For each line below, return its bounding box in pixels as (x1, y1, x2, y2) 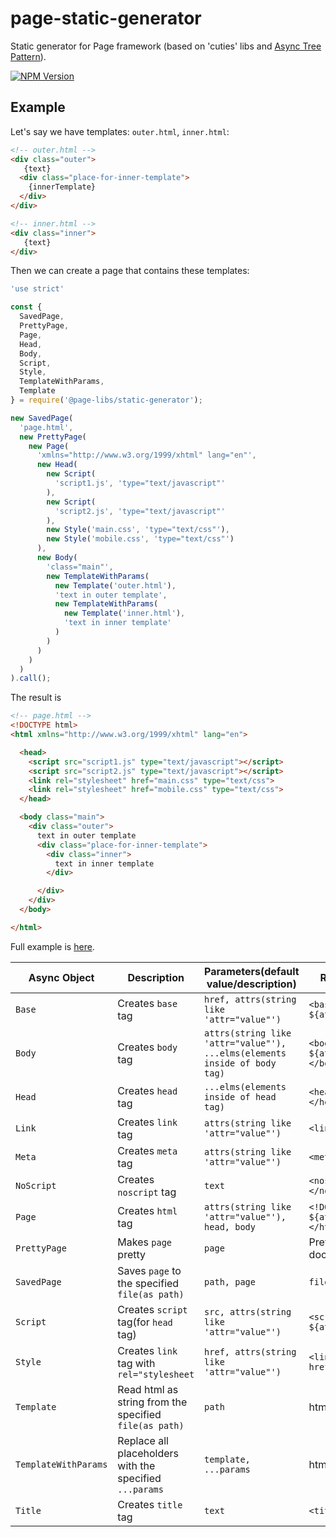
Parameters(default (204, 964, 300, 978)
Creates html (117, 1203, 178, 1217)
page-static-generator (10, 7, 202, 30)
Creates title (117, 1497, 183, 1511)
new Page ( (28, 441, 70, 451)
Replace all (117, 1433, 169, 1447)
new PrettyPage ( (19, 432, 87, 442)
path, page (204, 1276, 256, 1287)
